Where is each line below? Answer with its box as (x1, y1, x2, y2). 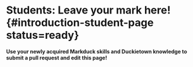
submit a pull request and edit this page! (6, 54, 108, 61)
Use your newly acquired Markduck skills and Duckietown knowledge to (6, 48, 188, 55)
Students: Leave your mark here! (6, 4, 171, 17)
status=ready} (6, 29, 79, 42)
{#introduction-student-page (6, 16, 154, 29)
